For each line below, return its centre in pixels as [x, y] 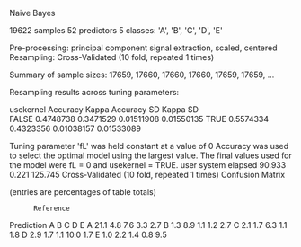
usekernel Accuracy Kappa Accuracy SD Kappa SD [104, 110]
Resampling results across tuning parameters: [94, 92]
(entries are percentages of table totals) [83, 192]
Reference [51, 208]
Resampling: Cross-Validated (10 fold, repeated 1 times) [112, 57]
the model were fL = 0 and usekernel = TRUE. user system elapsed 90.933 [148, 165]
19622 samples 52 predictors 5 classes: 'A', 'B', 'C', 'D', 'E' [116, 30]
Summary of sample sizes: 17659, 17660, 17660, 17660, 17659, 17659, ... [142, 75]
